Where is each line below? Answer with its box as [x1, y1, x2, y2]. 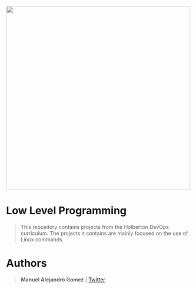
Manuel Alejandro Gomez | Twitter [20, 276, 106, 283]
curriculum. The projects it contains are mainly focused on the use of [20, 230, 188, 237]
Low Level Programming [6, 204, 127, 217]
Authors [6, 257, 47, 270]
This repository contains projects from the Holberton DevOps [20, 223, 170, 230]
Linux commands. [20, 235, 64, 243]
